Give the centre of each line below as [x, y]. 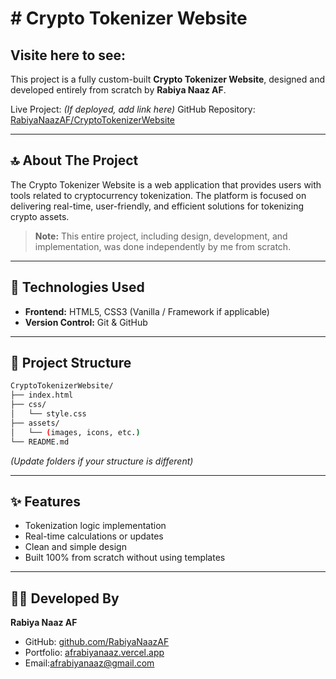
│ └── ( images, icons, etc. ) [75, 432]
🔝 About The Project [74, 160]
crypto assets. [40, 216]
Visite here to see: [68, 55]
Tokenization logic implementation [95, 526]
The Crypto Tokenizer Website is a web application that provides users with [166, 184]
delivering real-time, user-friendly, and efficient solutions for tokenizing [157, 206]
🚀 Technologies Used [77, 287]
